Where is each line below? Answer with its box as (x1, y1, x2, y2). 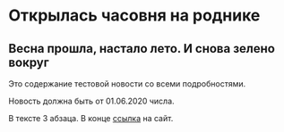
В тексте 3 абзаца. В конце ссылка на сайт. (8, 113, 174, 123)
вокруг (8, 54, 50, 70)
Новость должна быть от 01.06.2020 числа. (8, 95, 176, 106)
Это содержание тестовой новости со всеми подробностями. (8, 78, 246, 89)
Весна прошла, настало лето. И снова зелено (8, 41, 275, 56)
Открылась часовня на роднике (8, 5, 261, 26)
